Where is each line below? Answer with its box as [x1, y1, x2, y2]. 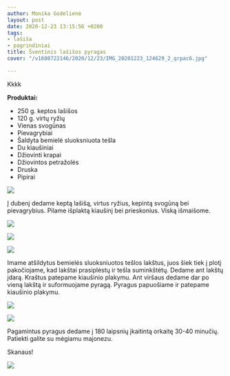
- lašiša [7, 36, 32, 43]
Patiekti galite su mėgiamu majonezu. [7, 334, 113, 342]
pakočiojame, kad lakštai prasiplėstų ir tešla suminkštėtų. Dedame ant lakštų [7, 266, 224, 274]
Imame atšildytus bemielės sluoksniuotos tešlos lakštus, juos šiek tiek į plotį [7, 258, 222, 266]
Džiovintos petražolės [17, 158, 79, 166]
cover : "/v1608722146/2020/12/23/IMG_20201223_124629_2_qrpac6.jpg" [7, 55, 208, 62]
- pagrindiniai [7, 42, 51, 49]
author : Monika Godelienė [7, 10, 81, 17]
